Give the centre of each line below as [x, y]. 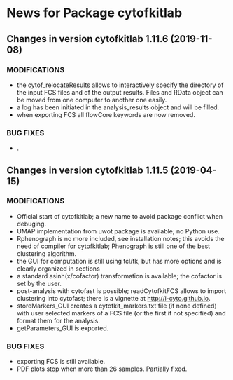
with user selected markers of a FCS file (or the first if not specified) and [121, 313]
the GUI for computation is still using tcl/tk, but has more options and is [119, 261]
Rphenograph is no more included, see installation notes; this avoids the [120, 238]
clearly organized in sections [58, 269]
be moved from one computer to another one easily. [92, 100]
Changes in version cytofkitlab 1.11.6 [87, 39]
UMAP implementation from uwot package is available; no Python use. [118, 231]
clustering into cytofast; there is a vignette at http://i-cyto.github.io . [113, 298]
